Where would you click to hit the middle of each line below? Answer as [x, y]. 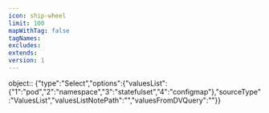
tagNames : [25, 38]
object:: [21, 83]
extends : [23, 53]
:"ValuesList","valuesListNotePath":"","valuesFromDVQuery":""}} [115, 100]
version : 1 [26, 61]
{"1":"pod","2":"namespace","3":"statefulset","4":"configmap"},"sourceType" [134, 91]
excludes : [25, 46]
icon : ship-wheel [37, 16]
